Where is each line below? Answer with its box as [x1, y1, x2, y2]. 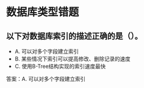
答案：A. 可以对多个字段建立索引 [6, 76, 86, 82]
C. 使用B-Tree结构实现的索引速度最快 [14, 63, 106, 70]
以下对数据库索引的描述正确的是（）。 [6, 31, 143, 41]
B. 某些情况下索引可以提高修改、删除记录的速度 [14, 55, 130, 62]
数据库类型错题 [6, 5, 79, 19]
